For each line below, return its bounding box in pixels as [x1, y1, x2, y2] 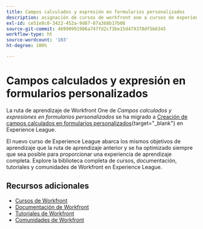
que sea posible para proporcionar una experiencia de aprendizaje [6, 150, 172, 158]
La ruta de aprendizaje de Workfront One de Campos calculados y [6, 106, 172, 114]
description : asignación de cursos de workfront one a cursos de [6, 15, 174, 21]
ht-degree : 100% [6, 43, 47, 49]
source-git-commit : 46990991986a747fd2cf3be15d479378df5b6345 [6, 25, 166, 32]
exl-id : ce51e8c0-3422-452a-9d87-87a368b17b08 [6, 20, 126, 26]
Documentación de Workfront [14, 203, 89, 210]
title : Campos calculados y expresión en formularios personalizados [6, 8, 185, 15]
